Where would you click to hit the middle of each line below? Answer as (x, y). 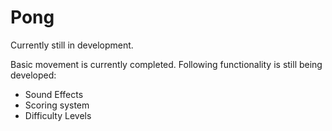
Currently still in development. (72, 45)
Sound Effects (54, 94)
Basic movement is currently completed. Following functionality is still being (166, 64)
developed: (33, 75)
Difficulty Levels (58, 115)
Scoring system (57, 105)
